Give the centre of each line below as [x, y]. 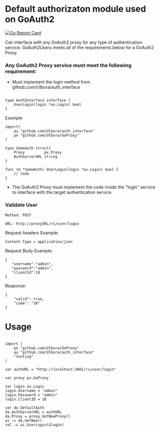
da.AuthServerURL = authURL [34, 412]
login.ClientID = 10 [26, 399]
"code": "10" [27, 303]
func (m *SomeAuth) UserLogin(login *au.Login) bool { [62, 170]
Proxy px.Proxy [38, 153]
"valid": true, [29, 299]
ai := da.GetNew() [24, 421]
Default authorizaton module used [76, 9]
